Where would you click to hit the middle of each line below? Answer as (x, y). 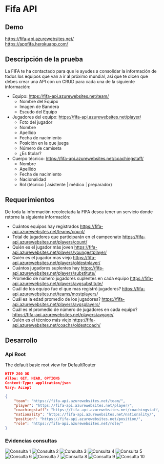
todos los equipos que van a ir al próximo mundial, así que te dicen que (77, 76)
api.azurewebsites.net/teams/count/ (49, 231)
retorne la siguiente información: (38, 217)
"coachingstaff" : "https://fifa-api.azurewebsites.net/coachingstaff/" (88, 410)
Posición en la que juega (44, 143)
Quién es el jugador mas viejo (42, 257)
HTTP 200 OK (17, 374)
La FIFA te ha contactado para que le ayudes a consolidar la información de (81, 71)
